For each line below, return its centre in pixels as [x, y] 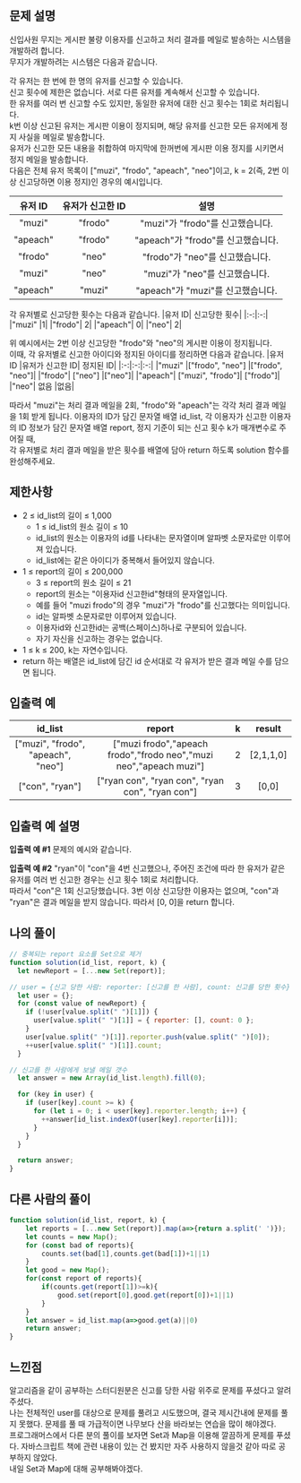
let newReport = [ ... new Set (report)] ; [92, 970]
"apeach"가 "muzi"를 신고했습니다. [206, 290]
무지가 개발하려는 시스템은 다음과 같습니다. [84, 62]
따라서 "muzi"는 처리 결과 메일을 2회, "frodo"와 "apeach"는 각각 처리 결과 [140, 405]
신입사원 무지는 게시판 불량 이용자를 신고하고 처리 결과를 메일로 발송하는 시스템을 [150, 39]
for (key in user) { [56, 1095]
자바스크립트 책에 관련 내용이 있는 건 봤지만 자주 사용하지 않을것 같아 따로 [149, 1446]
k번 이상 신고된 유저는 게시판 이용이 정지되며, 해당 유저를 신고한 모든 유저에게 [144, 125]
